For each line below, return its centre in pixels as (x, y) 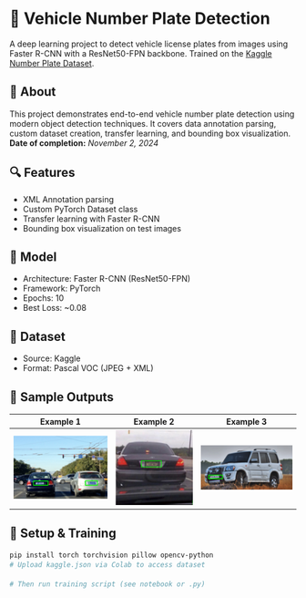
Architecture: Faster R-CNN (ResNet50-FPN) (107, 279)
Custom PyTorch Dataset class (80, 209)
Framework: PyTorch (61, 289)
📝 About (33, 92)
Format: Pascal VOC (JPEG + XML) (88, 368)
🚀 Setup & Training (63, 533)
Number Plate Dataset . (52, 63)
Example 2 (154, 421)
